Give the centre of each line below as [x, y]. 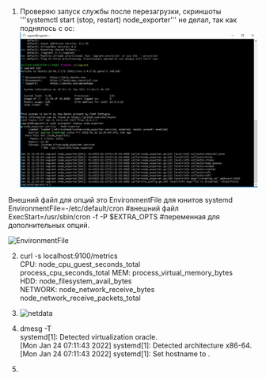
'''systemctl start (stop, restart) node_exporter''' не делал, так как [128, 20]
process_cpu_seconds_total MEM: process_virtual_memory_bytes [126, 272]
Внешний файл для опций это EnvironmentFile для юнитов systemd [121, 199]
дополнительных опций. [49, 225]
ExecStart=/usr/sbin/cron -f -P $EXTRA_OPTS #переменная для [114, 216]
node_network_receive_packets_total [80, 298]
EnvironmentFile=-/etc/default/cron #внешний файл [94, 208]
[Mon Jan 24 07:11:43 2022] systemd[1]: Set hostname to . [115, 353]
